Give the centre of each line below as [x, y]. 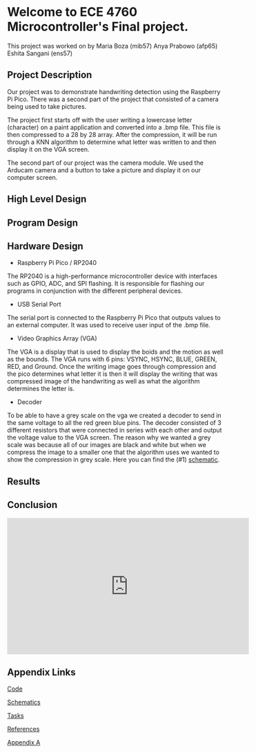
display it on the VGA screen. [48, 149]
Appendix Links [41, 672]
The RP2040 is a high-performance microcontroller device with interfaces [112, 276]
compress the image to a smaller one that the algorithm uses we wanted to [113, 452]
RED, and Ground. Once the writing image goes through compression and [111, 367]
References [23, 729]
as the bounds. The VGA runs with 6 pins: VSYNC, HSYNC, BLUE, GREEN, [112, 359]
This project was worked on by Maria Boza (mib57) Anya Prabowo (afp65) [112, 46]
